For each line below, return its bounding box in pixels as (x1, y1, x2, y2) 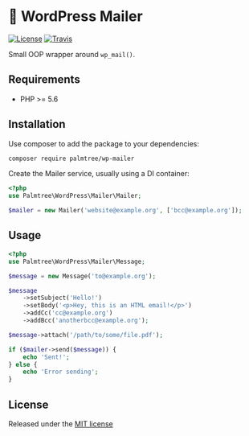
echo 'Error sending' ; (22, 368, 99, 376)
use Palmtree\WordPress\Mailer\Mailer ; (8, 192, 142, 200)
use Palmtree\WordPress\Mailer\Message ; (8, 257, 146, 265)
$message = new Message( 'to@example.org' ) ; (8, 272, 157, 280)
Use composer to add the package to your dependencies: (8, 138, 199, 148)
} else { (8, 360, 38, 368)
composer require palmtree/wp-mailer (8, 154, 135, 162)
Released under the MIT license (8, 418, 114, 429)
